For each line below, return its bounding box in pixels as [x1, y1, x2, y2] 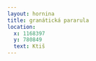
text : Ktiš [13, 43, 46, 50]
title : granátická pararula [7, 17, 90, 24]
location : [7, 23, 36, 30]
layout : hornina [7, 10, 55, 18]
